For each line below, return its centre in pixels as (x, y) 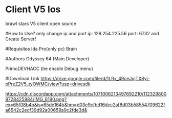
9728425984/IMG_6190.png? (36, 99)
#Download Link (23, 78)
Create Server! (21, 39)
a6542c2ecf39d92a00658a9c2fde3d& (46, 110)
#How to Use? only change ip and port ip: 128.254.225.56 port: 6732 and (82, 33)
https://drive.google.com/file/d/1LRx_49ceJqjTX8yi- (95, 78)
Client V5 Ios (33, 9)
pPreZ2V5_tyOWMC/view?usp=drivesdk (48, 84)
